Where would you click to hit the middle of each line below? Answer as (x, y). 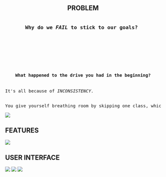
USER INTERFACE (33, 158)
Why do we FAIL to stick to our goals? (82, 27)
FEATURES (22, 131)
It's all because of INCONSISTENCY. (49, 91)
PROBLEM (83, 8)
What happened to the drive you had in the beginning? (83, 75)
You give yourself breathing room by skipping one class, (77, 106)
